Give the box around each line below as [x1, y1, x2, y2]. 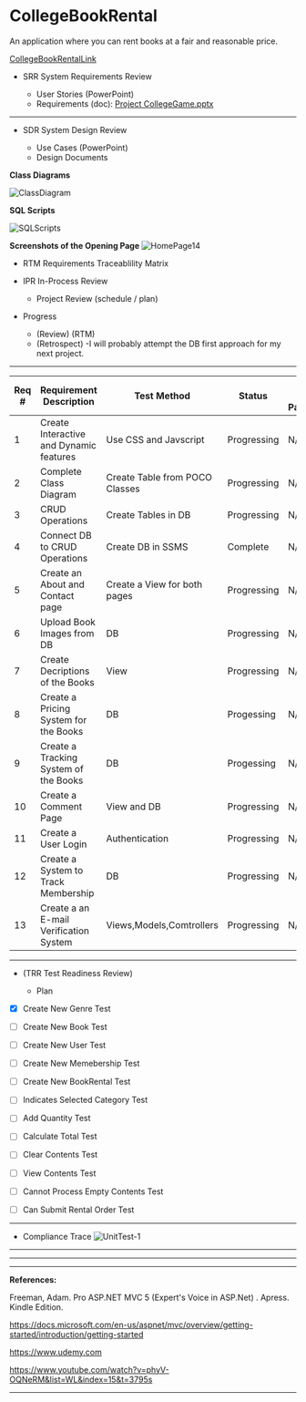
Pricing [39, 702, 71, 715]
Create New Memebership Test [22, 1058, 140, 1069]
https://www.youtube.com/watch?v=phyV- [9, 1364, 170, 1375]
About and [39, 578, 85, 591]
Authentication [106, 831, 169, 844]
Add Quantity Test [22, 1113, 91, 1124]
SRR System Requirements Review [22, 70, 152, 82]
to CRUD [39, 540, 77, 552]
